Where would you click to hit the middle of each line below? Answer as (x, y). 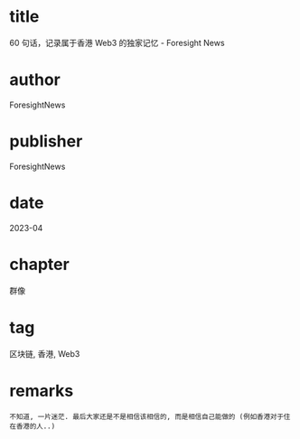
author (35, 80)
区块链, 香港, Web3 (45, 353)
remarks (42, 391)
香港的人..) (36, 426)
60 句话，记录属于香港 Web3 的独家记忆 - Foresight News (117, 42)
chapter (39, 264)
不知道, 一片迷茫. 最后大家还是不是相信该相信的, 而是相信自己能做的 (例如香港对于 (147, 416)
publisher (46, 141)
